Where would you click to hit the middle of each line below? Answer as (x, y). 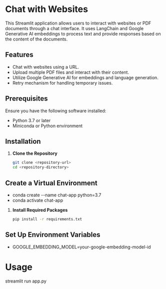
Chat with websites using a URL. (46, 67)
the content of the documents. (36, 39)
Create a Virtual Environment (51, 183)
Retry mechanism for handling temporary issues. (62, 83)
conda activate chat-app (38, 200)
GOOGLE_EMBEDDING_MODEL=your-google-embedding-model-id (81, 247)
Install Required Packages (40, 210)
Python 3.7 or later (31, 120)
